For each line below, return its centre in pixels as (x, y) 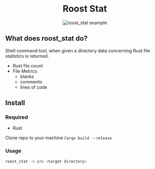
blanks (27, 76)
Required (17, 117)
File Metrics (25, 71)
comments (31, 81)
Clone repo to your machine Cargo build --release (59, 138)
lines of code (34, 87)
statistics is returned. (27, 56)
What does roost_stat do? (46, 38)
